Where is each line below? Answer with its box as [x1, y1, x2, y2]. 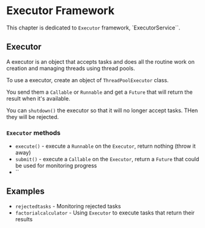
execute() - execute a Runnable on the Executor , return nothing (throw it [15, 142, 196, 150]
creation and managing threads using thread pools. [6, 64, 135, 72]
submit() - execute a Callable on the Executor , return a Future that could [15, 156, 199, 163]
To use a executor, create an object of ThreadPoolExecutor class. [6, 76, 169, 83]
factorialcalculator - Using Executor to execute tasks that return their [15, 209, 195, 216]
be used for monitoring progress [15, 162, 97, 169]
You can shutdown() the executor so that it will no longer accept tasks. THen [6, 107, 198, 114]
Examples [6, 186, 45, 197]
